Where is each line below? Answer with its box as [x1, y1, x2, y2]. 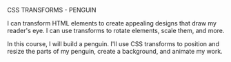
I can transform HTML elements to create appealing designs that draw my [7, 19, 217, 27]
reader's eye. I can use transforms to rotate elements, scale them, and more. [7, 27, 225, 34]
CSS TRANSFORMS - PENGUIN [7, 6, 97, 14]
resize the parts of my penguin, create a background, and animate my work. [7, 48, 223, 55]
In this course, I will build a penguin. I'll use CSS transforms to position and [7, 40, 219, 48]
